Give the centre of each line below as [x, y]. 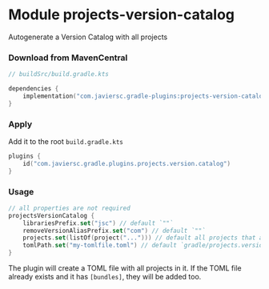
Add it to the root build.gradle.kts [66, 142]
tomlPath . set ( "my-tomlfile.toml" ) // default [100, 246]
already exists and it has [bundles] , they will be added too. [105, 277]
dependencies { [34, 89]
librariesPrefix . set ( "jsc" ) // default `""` [98, 223]
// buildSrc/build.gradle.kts [59, 74]
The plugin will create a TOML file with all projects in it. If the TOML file [125, 268]
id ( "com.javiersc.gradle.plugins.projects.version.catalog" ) [126, 163]
